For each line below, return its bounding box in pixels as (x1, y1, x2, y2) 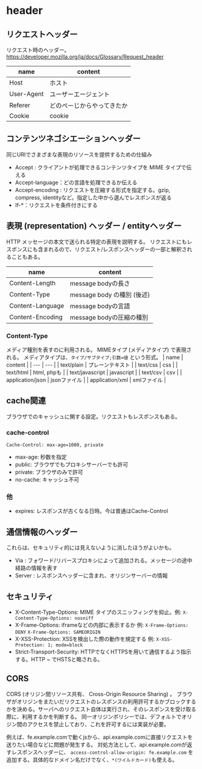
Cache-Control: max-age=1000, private (6, 442, 104, 448)
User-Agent (9, 90, 44, 98)
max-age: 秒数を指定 (14, 454, 68, 461)
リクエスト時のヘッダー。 (6, 47, 70, 53)
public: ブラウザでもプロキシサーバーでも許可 (14, 461, 128, 468)
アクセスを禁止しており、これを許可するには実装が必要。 (27, 720, 169, 728)
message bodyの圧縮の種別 (70, 313, 149, 321)
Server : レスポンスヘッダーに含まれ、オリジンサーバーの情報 (14, 572, 168, 579)
